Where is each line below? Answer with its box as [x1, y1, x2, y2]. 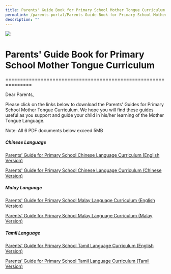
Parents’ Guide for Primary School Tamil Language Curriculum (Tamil [5, 258, 150, 264]
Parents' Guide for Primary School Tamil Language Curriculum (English [5, 243, 154, 249]
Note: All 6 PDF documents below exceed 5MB [5, 128, 103, 134]
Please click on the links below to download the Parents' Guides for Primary [5, 102, 164, 108]
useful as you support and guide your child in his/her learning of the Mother [5, 112, 164, 118]
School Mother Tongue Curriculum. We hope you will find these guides [5, 107, 154, 113]
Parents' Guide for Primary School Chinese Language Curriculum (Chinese [5, 167, 162, 173]
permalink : [5, 12, 28, 17]
